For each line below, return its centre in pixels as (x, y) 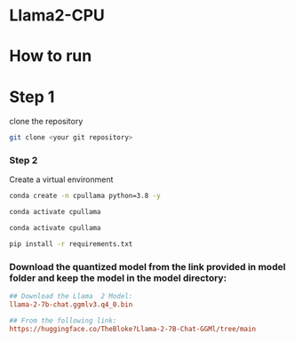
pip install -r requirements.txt (71, 244)
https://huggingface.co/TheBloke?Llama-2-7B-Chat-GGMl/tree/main (132, 329)
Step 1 (32, 96)
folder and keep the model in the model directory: (118, 278)
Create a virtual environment (61, 179)
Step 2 (24, 161)
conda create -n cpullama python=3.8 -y (85, 196)
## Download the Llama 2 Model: (71, 297)
